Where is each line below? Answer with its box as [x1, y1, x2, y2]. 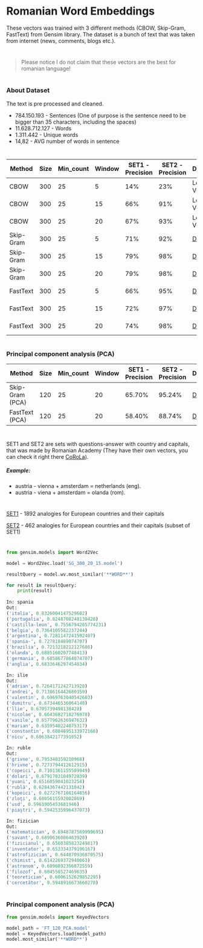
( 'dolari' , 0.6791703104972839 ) [6, 773, 88, 779]
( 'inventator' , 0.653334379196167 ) [6, 846, 96, 852]
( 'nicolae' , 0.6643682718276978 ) [6, 711, 91, 718]
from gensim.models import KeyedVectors [6, 914, 110, 920]
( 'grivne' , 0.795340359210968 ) [6, 756, 85, 762]
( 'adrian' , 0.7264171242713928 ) [6, 683, 88, 689]
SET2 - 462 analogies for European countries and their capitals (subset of [6, 521, 190, 529]
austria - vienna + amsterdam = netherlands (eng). [14, 482, 141, 489]
